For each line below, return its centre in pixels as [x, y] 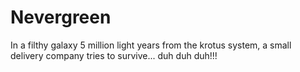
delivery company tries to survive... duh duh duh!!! [114, 55]
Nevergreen [61, 17]
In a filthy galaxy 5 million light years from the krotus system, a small [151, 45]
